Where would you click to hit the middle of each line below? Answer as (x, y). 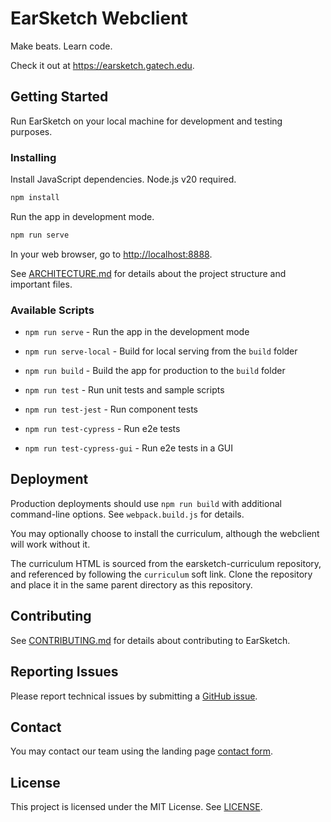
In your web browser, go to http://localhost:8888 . (111, 254)
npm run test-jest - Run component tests (111, 409)
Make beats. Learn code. (61, 46)
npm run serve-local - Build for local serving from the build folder (161, 351)
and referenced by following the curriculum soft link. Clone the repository (161, 574)
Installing (33, 157)
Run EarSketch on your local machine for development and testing (146, 121)
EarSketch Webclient (99, 18)
